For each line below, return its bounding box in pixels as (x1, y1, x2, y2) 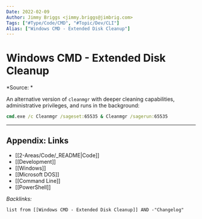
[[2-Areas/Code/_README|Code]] (14, 151, 100, 159)
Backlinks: (6, 195, 32, 202)
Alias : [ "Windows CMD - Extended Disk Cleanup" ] (6, 25, 130, 32)
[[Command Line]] (14, 177, 61, 184)
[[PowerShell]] (14, 184, 51, 191)
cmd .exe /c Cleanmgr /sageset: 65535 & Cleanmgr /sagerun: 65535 (6, 113, 168, 120)
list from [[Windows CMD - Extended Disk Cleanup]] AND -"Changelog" (6, 206, 185, 213)
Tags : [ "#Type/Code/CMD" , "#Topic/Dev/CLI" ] (6, 20, 120, 26)
